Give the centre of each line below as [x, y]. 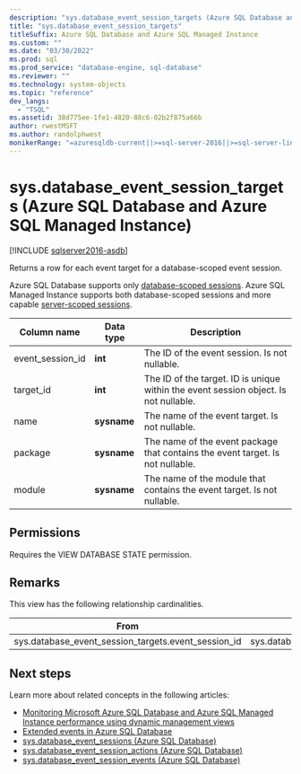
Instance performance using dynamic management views [128, 722]
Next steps [40, 673]
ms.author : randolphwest [56, 135]
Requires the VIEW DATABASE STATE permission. [101, 554]
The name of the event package [211, 441]
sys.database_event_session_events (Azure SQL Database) [131, 761]
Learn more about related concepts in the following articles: [120, 695]
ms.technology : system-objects [68, 84]
